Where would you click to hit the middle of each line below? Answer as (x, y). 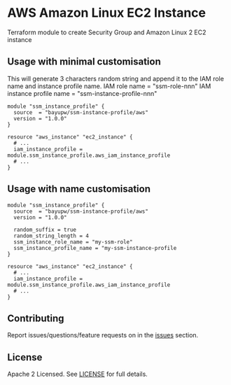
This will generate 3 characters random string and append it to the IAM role (115, 78)
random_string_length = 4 (51, 236)
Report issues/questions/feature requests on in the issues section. (103, 335)
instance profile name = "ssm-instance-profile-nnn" (82, 93)
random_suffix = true (45, 230)
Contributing (36, 318)
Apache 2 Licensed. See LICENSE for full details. (78, 374)
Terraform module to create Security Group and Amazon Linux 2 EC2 (107, 32)
